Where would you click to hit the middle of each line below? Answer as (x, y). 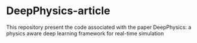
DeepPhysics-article (58, 11)
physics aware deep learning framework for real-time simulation (85, 33)
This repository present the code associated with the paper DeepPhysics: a (99, 27)
